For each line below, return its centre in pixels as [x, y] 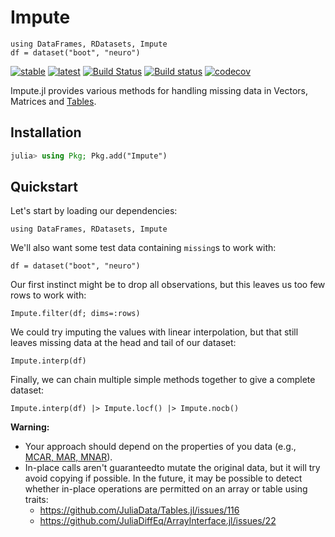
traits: [36, 500]
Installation [46, 132]
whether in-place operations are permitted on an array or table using [166, 489]
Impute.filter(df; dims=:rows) [75, 314]
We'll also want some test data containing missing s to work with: [143, 248]
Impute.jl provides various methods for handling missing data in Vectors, [159, 90]
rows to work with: [48, 295]
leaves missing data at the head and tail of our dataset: [123, 343]
